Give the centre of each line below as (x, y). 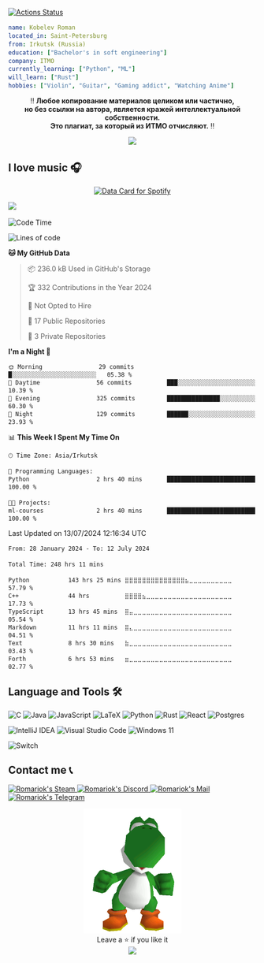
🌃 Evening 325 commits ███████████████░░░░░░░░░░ (132, 398)
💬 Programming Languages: (50, 471)
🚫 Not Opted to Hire (59, 305)
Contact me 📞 (41, 770)
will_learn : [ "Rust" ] (44, 78)
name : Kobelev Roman (42, 28)
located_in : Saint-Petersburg (58, 35)
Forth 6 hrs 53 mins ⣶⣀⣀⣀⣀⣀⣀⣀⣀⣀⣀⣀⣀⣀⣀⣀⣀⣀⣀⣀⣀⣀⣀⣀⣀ (120, 659)
